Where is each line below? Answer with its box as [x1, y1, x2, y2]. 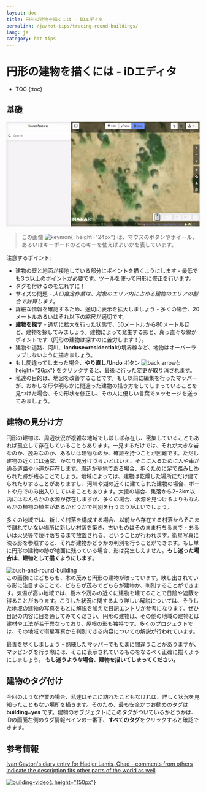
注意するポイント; [6, 254, 51, 261]
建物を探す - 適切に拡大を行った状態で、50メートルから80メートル [15, 321, 185, 328]
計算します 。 [26, 297, 59, 305]
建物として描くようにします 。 [22, 555, 98, 562]
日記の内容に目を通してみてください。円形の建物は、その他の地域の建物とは [6, 612, 200, 620]
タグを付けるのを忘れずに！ [15, 282, 86, 289]
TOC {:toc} [15, 86, 43, 93]
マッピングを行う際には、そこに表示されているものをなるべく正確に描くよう [6, 649, 200, 656]
